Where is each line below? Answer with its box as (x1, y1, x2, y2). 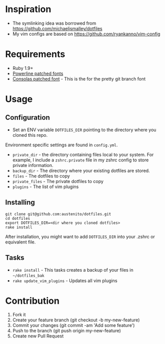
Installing (5, 198, 35, 207)
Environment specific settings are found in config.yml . (5, 142, 118, 148)
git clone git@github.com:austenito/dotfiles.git (5, 211, 112, 217)
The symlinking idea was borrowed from (12, 20, 97, 26)
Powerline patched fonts (12, 70, 64, 76)
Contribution (5, 295, 60, 306)
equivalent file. (5, 239, 36, 245)
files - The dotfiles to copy (12, 173, 70, 179)
